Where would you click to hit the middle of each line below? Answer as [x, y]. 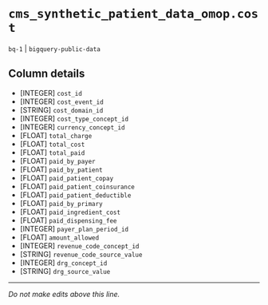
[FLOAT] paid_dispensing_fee [68, 220]
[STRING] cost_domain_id [61, 109]
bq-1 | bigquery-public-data [55, 48]
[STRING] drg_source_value [65, 271]
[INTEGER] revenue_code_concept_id [79, 245]
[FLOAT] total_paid [52, 152]
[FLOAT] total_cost [52, 144]
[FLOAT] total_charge [56, 135]
